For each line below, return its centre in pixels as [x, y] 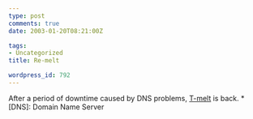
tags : [17, 45]
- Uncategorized [36, 53]
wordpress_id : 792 [39, 75]
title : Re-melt [34, 61]
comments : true [34, 23]
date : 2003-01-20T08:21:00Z [56, 31]
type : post [27, 16]
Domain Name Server [68, 107]
